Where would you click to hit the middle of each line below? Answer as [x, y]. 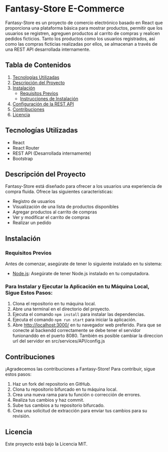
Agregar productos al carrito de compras [55, 212]
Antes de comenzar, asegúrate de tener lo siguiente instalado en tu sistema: [84, 264]
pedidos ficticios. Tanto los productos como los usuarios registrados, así [80, 39]
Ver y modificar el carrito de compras [51, 217]
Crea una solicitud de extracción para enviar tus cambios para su [80, 411]
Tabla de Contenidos [38, 65]
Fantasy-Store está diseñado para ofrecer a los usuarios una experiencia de [83, 186]
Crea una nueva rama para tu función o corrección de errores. [77, 395]
